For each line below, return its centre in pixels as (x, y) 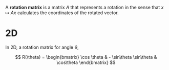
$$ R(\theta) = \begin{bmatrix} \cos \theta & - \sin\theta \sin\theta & (86, 57)
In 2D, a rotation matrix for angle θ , (42, 47)
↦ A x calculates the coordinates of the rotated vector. (62, 13)
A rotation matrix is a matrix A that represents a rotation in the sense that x (84, 7)
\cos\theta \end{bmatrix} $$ (86, 62)
